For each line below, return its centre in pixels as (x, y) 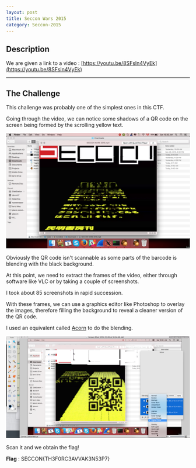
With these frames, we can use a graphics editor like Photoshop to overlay (95, 304)
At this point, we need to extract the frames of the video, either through (92, 275)
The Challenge (33, 93)
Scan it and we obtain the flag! (43, 447)
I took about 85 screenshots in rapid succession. (64, 293)
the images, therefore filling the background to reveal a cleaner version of (94, 310)
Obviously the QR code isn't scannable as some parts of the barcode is (91, 258)
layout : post (22, 12)
